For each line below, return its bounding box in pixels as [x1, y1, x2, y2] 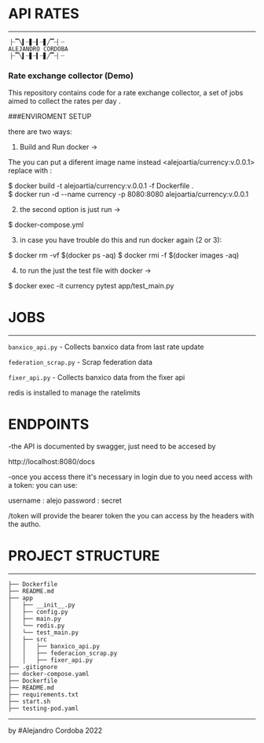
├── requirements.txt [8, 691, 79, 699]
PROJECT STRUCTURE [8, 547, 160, 565]
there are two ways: [8, 127, 72, 136]
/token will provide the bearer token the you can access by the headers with [8, 511, 255, 521]
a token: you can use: [8, 481, 78, 490]
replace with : [8, 166, 53, 176]
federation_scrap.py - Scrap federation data [8, 358, 153, 367]
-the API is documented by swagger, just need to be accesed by [8, 442, 216, 451]
